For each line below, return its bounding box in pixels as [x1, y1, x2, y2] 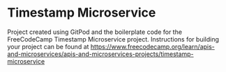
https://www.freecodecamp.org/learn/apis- [90, 42, 215, 51]
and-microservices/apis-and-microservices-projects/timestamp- [7, 50, 194, 58]
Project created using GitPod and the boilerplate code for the [7, 28, 183, 36]
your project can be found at [7, 42, 89, 51]
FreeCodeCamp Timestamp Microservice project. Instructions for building [7, 35, 220, 43]
